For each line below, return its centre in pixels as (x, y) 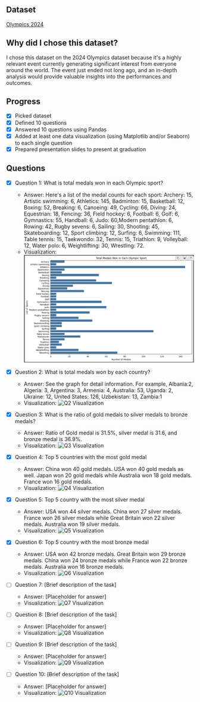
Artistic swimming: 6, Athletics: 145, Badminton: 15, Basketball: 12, (104, 201)
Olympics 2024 (25, 24)
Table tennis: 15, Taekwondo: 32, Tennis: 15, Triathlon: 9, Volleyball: (106, 239)
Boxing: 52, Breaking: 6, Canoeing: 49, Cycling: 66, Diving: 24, (100, 207)
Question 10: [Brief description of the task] (67, 675)
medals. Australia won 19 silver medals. (72, 524)
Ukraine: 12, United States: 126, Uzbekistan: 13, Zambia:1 (93, 397)
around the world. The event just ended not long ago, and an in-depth (92, 70)
